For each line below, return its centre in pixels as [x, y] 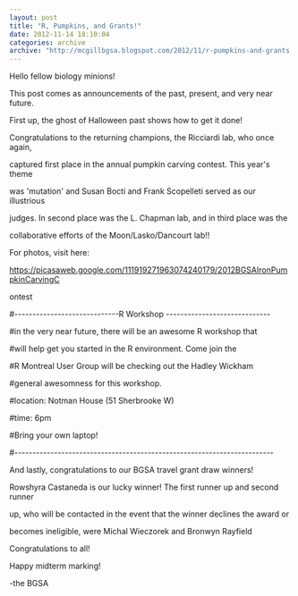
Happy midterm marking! [55, 566]
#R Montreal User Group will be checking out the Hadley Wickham [131, 366]
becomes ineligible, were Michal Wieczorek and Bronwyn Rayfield [131, 532]
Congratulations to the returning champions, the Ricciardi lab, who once [142, 138]
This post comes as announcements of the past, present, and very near [141, 94]
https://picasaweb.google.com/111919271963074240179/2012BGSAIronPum [149, 270]
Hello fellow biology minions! [62, 76]
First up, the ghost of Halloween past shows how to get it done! [126, 121]
